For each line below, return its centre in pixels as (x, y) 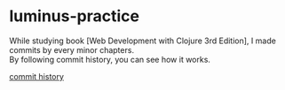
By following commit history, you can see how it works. (110, 59)
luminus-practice (75, 16)
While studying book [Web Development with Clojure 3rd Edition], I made (143, 41)
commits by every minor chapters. (72, 49)
